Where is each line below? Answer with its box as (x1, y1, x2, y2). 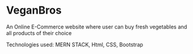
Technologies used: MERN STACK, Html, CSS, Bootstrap (6, 41, 143, 48)
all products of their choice (6, 29, 72, 36)
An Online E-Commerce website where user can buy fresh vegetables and (6, 23, 188, 30)
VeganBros (6, 4, 62, 17)
